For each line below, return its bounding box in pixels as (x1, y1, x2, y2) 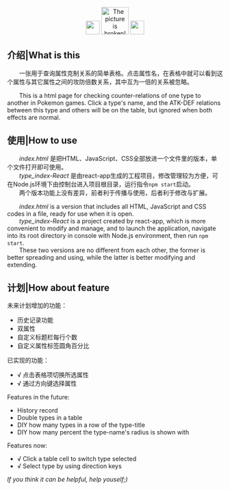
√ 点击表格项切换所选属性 (16, 371, 89, 379)
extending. (7, 260, 38, 269)
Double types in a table (16, 414, 83, 422)
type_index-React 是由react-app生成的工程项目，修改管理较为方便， (19, 171, 212, 180)
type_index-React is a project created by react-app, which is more (19, 217, 206, 225)
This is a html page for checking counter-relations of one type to (19, 91, 201, 99)
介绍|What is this (7, 49, 81, 61)
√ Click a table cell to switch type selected (16, 455, 137, 463)
